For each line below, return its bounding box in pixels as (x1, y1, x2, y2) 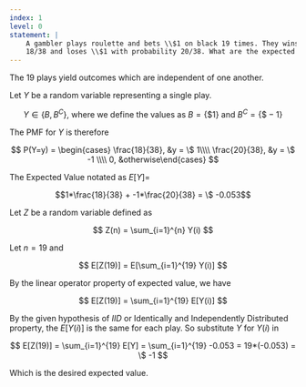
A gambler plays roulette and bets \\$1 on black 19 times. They (25, 38, 280, 48)
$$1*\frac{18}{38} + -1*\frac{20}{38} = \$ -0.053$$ (54, 188, 252, 200)
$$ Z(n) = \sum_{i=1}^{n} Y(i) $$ (92, 224, 214, 235)
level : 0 (9, 22, 43, 31)
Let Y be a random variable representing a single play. (9, 90, 212, 101)
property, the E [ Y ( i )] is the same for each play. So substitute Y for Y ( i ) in (9, 322, 280, 333)
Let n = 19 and (9, 242, 64, 253)
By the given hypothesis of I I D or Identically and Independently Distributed (9, 312, 289, 323)
